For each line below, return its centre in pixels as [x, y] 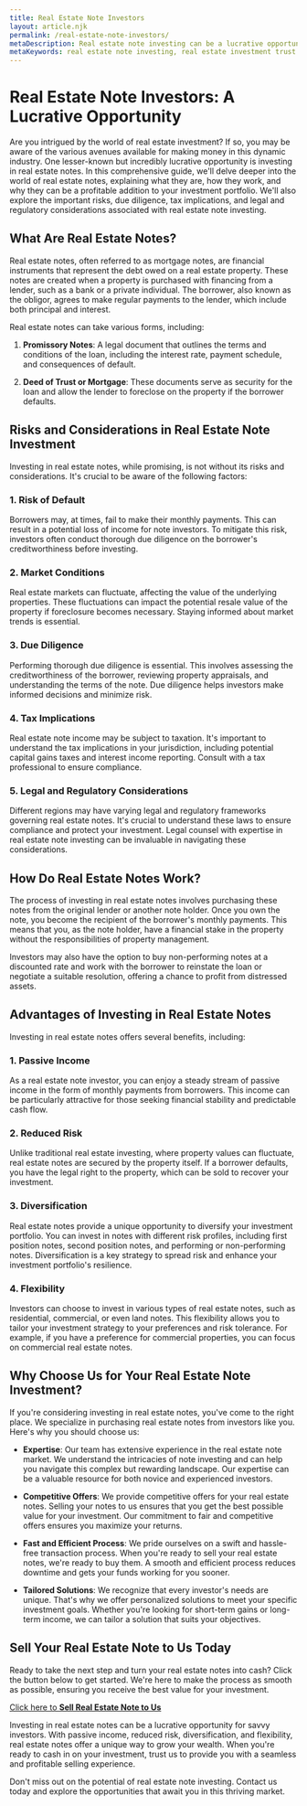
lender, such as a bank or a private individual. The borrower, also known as [150, 290]
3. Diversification [48, 1206]
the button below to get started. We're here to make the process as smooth [151, 1680]
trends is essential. [45, 622]
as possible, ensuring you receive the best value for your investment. [139, 1689]
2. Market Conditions [57, 572]
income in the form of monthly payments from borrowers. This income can [150, 1090]
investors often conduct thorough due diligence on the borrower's [133, 539]
